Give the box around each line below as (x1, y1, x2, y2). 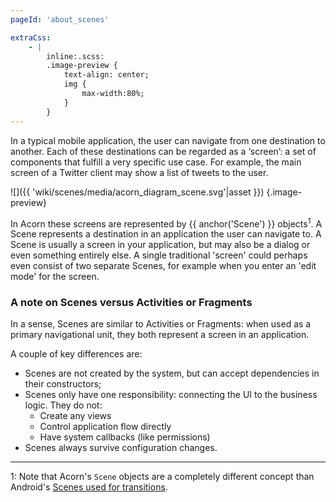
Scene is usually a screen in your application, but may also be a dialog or (10, 239, 311, 251)
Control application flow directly (39, 421, 172, 433)
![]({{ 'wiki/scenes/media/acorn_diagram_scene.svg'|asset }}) (10, 186, 265, 198)
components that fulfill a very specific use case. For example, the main (10, 156, 302, 168)
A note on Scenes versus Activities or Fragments (10, 296, 253, 310)
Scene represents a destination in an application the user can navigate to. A (10, 228, 322, 240)
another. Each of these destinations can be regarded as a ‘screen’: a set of (10, 145, 317, 157)
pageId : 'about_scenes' (10, 14, 110, 25)
